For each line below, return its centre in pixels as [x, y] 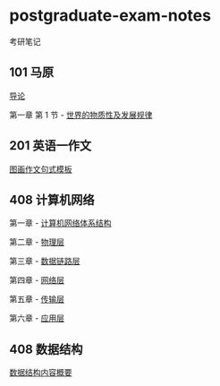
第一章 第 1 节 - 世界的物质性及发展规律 [81, 115]
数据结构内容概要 [41, 373]
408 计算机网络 [52, 199]
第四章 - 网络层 [37, 280]
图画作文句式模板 [41, 169]
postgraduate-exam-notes [110, 16]
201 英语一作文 [51, 146]
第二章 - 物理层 [37, 242]
